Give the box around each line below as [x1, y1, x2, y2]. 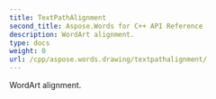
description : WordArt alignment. [9, 30, 135, 39]
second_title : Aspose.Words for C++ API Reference [9, 22, 203, 31]
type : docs [9, 38, 50, 48]
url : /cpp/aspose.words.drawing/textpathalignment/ [9, 55, 207, 64]
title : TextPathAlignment [9, 13, 106, 22]
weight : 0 [9, 47, 47, 56]
